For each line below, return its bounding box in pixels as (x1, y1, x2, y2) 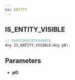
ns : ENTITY (5, 7, 27, 12)
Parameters (5, 56, 41, 65)
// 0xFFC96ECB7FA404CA (5, 38, 51, 43)
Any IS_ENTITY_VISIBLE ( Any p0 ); (5, 43, 71, 48)
